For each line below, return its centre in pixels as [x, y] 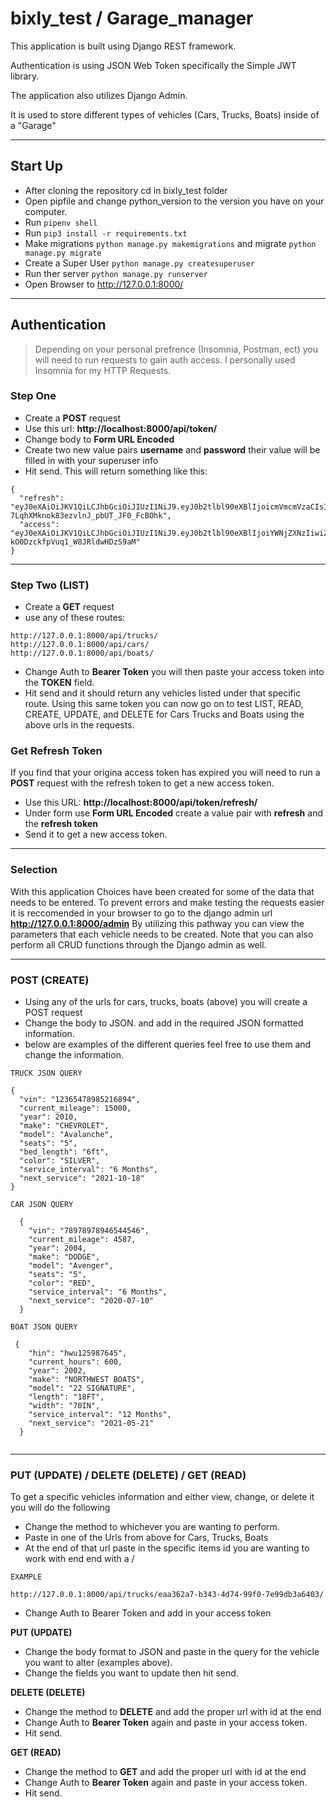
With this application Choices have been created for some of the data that [162, 891]
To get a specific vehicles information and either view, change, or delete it [162, 1497]
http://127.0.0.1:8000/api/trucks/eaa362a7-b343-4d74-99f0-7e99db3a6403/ [167, 1595]
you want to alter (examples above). [98, 1663]
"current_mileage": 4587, [82, 1240]
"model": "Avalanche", [66, 1135]
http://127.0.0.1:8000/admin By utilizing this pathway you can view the [157, 923]
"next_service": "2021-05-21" [91, 1423]
